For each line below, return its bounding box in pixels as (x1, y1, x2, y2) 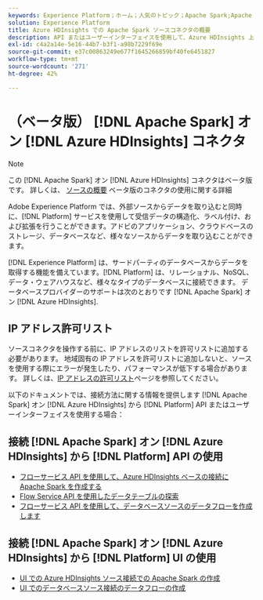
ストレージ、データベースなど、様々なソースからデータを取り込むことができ (8, 231, 254, 240)
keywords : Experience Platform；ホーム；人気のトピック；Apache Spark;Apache (8, 11, 252, 20)
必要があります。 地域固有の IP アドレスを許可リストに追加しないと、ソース (8, 354, 252, 363)
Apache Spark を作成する (19, 482, 103, 491)
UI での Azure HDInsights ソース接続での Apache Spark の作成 (19, 573, 221, 583)
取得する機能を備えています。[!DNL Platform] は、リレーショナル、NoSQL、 (8, 267, 254, 277)
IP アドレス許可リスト (8, 322, 113, 335)
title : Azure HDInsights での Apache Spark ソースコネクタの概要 (8, 26, 211, 34)
